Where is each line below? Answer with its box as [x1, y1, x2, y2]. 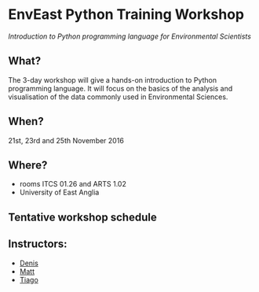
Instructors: [8, 238, 68, 251]
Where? [8, 158, 48, 172]
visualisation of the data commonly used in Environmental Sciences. [8, 92, 228, 102]
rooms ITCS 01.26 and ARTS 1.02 [19, 179, 127, 189]
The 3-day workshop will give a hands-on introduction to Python [8, 75, 217, 84]
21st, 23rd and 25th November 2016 [8, 135, 124, 145]
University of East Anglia [19, 187, 100, 198]
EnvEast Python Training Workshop [8, 6, 245, 24]
